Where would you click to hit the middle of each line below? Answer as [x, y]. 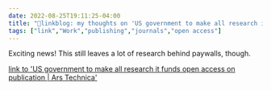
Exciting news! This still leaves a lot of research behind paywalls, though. [130, 54]
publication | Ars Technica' [53, 78]
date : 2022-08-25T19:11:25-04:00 [65, 16]
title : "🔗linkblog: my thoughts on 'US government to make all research [133, 23]
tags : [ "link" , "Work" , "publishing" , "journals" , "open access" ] [115, 31]
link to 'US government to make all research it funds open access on [122, 69]
